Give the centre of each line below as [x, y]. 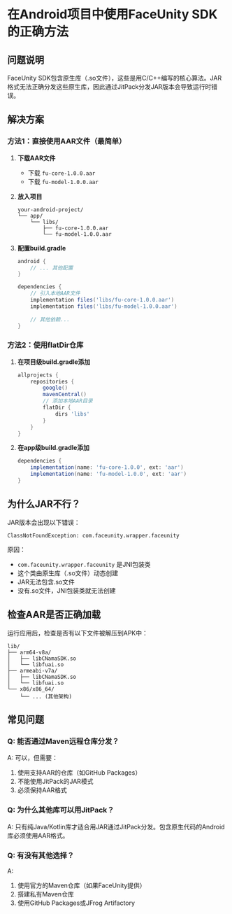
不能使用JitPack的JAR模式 [55, 782]
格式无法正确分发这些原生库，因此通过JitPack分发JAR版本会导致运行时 [109, 87]
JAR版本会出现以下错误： [44, 522]
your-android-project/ [50, 210]
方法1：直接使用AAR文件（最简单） [67, 141]
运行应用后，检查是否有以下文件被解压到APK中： [78, 633]
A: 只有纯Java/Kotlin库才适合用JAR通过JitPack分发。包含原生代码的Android [116, 827]
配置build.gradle [42, 248]
